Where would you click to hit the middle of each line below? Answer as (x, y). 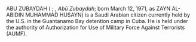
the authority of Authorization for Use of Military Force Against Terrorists (96, 27)
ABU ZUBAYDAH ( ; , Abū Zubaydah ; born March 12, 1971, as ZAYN (88, 9)
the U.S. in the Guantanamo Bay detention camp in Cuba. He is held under (97, 21)
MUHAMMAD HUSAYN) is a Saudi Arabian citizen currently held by (107, 15)
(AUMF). (16, 34)
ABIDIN (15, 15)
